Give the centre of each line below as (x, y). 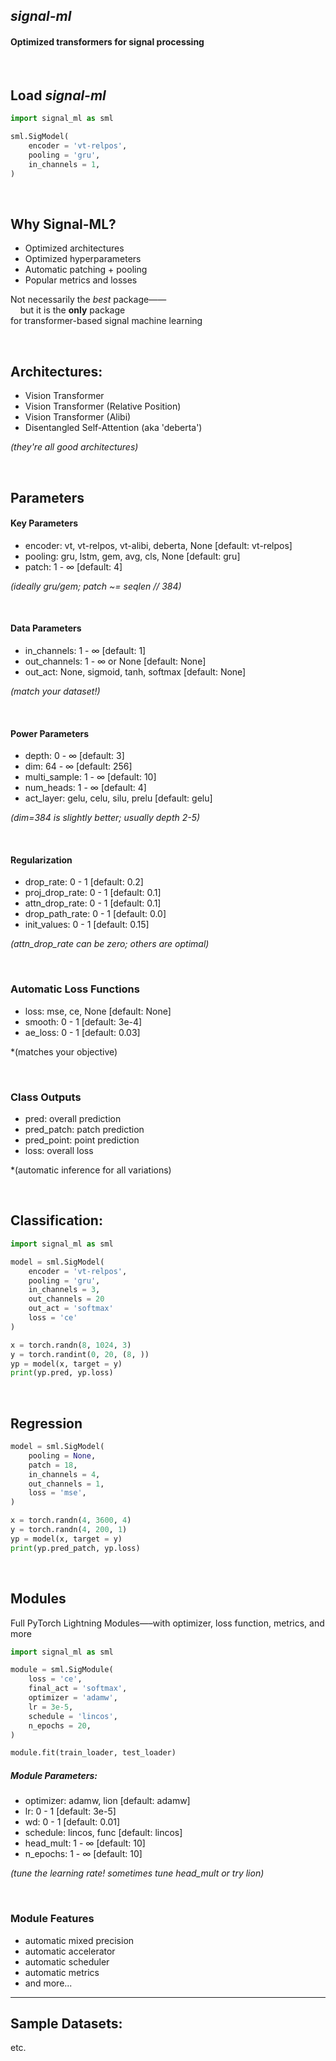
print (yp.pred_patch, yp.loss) (75, 1548)
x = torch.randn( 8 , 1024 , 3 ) (71, 1345)
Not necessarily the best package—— (88, 300)
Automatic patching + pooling (86, 270)
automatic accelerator (70, 1951)
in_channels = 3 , (64, 1290)
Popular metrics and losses (81, 280)
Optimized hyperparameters (83, 259)
